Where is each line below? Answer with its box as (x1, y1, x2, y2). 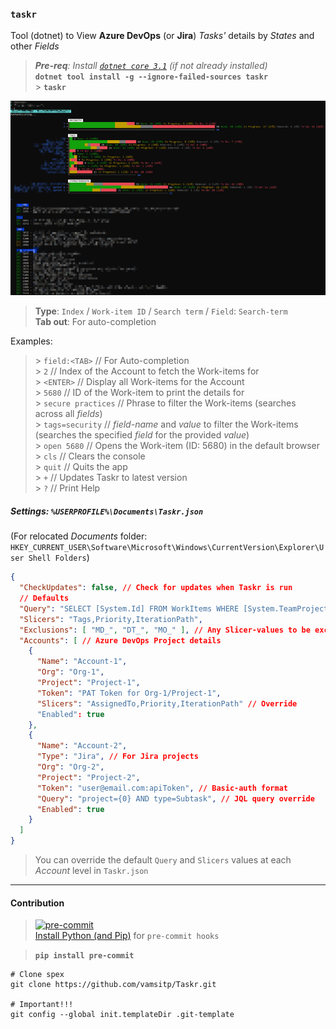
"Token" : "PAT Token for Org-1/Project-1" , (36, 688, 222, 698)
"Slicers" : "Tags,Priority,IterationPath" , (19, 614, 203, 624)
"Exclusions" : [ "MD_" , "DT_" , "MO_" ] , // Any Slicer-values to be (19, 625, 311, 635)
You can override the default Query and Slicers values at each (34, 854, 292, 866)
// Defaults (19, 593, 70, 603)
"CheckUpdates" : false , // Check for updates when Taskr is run (19, 583, 293, 593)
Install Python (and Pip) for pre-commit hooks (34, 930, 220, 942)
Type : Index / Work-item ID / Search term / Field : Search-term (34, 305, 288, 317)
